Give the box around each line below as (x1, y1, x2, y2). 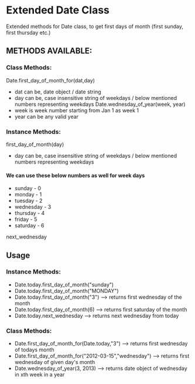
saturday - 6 (14, 222, 45, 229)
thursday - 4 (14, 210, 45, 217)
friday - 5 (14, 216, 37, 223)
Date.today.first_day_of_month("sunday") (14, 281, 114, 288)
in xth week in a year (14, 371, 65, 378)
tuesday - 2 (14, 197, 43, 205)
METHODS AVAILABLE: (6, 46, 93, 56)
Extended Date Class (6, 4, 110, 17)
